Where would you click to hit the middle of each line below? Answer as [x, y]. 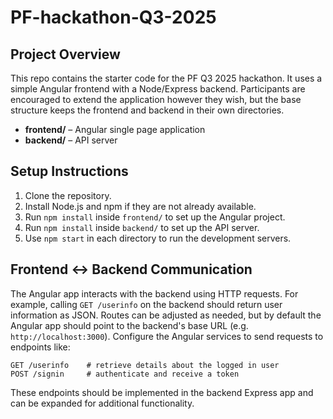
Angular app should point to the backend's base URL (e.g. [129, 325]
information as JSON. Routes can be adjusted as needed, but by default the [166, 315]
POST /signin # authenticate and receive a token [125, 374]
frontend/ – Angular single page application [115, 129]
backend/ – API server [71, 140]
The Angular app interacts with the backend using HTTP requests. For [154, 293]
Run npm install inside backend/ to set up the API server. [142, 227]
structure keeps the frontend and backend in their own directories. [147, 110]
